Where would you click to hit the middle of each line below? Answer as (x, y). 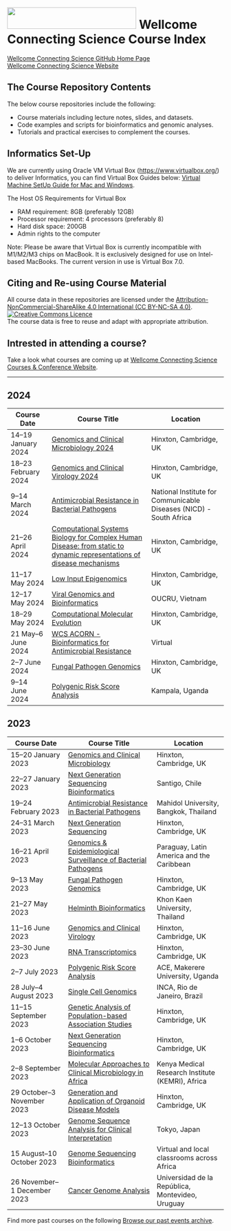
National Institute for (184, 492)
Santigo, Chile (179, 783)
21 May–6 (27, 634)
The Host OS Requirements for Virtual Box (67, 198)
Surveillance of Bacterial (107, 860)
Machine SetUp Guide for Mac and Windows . (71, 185)
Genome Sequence (99, 1121)
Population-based (97, 1015)
